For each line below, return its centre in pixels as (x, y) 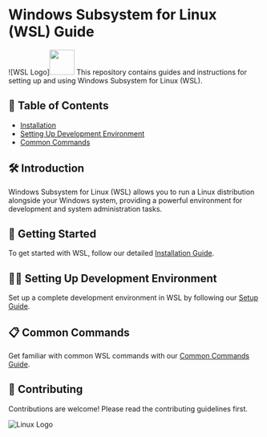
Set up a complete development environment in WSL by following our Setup (133, 297)
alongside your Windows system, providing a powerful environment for (125, 200)
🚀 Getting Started (53, 234)
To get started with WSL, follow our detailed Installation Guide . (111, 253)
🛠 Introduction (47, 169)
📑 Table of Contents (59, 106)
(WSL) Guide (51, 32)
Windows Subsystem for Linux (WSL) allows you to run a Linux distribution (131, 192)
